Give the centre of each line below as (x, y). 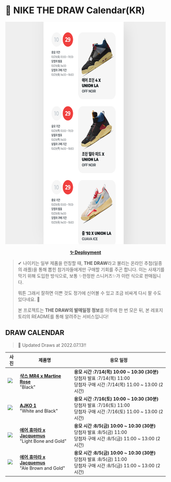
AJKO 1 (28, 405)
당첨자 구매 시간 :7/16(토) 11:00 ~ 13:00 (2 (119, 411)
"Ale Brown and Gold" (42, 468)
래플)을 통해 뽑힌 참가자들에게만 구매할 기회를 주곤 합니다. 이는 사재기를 (94, 269)
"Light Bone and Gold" (43, 441)
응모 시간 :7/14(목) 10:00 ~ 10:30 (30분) (116, 372)
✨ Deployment (85, 252)
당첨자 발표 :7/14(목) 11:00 (102, 378)
